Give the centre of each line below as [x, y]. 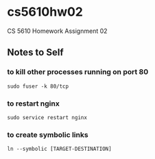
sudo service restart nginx [47, 117]
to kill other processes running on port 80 [78, 72]
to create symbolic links [48, 134]
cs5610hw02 [45, 12]
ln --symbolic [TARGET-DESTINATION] [59, 149]
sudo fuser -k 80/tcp [38, 86]
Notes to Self [35, 52]
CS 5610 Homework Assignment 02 [57, 31]
